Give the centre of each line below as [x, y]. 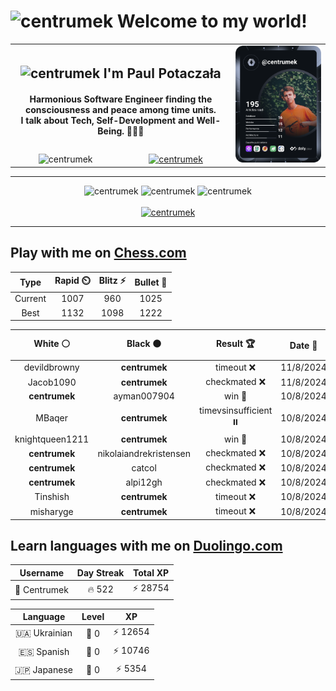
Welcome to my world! [212, 21]
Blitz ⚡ [112, 281]
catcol [144, 467]
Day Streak [100, 572]
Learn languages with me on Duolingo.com [146, 545]
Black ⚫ [144, 344]
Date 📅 [303, 345]
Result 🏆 [235, 344]
